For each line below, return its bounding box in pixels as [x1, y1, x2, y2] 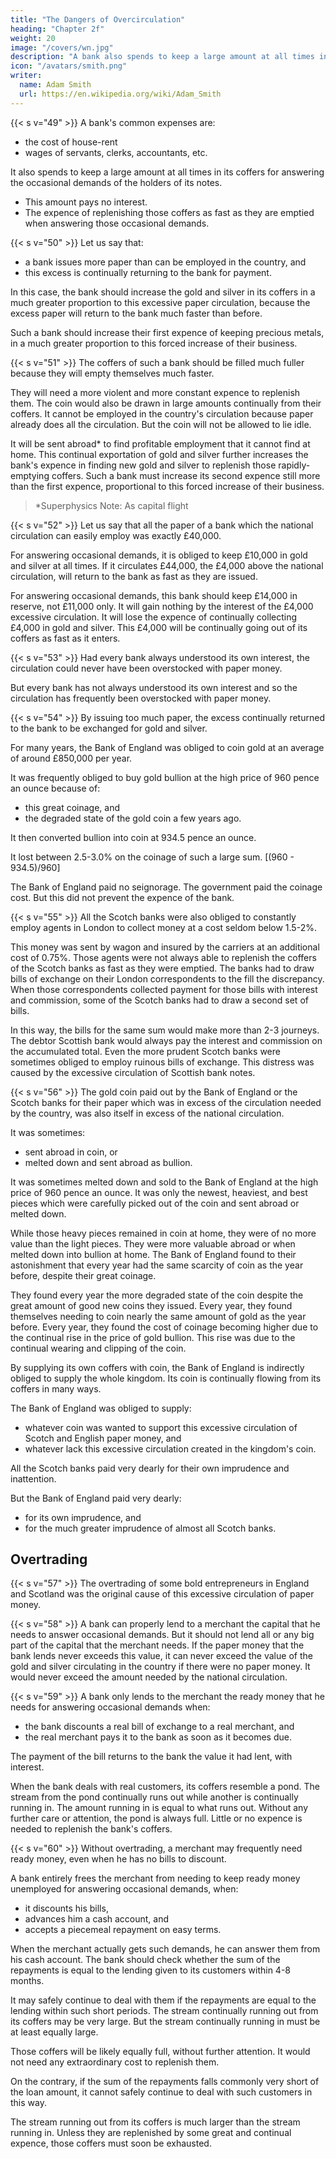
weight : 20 [10, 33, 56, 43]
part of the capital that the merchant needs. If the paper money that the [10, 1639, 305, 1651]
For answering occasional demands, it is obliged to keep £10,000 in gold [10, 549, 308, 561]
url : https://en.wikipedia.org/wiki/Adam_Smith [19, 89, 222, 99]
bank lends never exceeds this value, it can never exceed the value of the [10, 1650, 313, 1662]
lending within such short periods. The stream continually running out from [10, 2005, 319, 2017]
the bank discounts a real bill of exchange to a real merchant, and [24, 1721, 295, 1733]
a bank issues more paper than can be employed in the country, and [24, 256, 307, 268]
